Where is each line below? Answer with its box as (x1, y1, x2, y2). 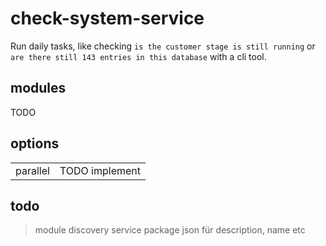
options (10, 135, 60, 152)
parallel (15, 163, 50, 177)
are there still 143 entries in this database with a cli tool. (10, 50, 267, 62)
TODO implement (59, 163, 141, 177)
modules (10, 80, 67, 97)
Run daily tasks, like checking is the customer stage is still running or (10, 40, 316, 52)
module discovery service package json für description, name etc (34, 224, 306, 236)
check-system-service (10, 7, 205, 30)
